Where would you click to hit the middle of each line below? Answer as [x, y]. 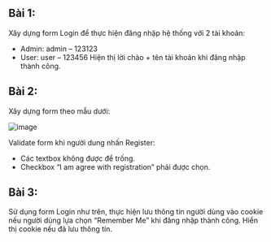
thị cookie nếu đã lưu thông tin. [60, 229]
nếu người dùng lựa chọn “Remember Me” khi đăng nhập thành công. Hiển [133, 220]
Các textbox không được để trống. [78, 158]
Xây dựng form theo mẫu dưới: [59, 111]
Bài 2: [23, 91]
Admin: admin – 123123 [59, 49]
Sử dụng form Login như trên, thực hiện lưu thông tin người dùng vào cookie [136, 212]
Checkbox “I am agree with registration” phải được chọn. [115, 166]
